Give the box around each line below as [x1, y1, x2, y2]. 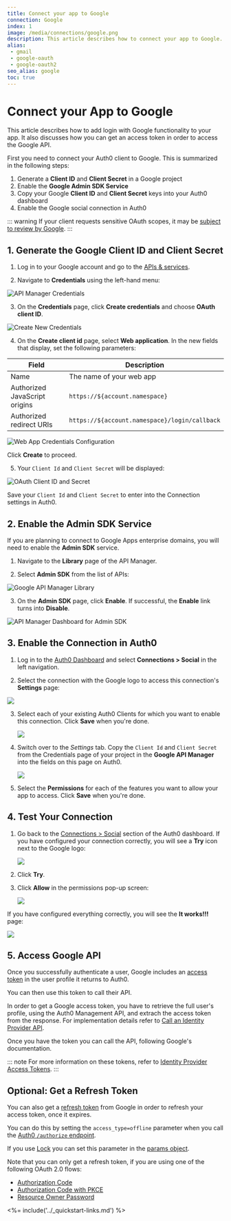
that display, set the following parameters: [16, 344, 136, 352]
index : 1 [7, 23, 32, 30]
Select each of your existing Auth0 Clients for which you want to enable [16, 709, 221, 718]
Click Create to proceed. [7, 451, 77, 459]
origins [10, 400, 33, 410]
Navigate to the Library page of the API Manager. [16, 557, 157, 565]
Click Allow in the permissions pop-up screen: [16, 884, 149, 892]
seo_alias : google [7, 67, 60, 74]
